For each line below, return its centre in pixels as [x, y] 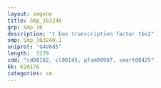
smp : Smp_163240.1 [35, 40]
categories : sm [30, 73]
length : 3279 [28, 54]
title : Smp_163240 [35, 21]
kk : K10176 [24, 67]
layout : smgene [30, 14]
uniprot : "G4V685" [35, 47]
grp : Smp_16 [25, 27]
